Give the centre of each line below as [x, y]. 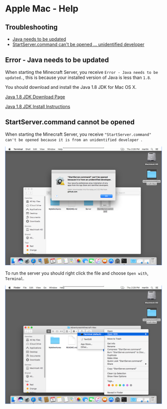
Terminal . [15, 279]
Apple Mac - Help [42, 9]
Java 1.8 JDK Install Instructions [38, 106]
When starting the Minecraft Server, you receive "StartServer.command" [78, 134]
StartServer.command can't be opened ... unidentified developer [78, 44]
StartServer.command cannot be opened [70, 122]
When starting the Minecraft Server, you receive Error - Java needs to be [82, 72]
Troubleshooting [32, 27]
